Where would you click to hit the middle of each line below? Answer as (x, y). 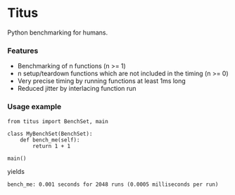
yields (16, 171)
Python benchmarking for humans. (57, 32)
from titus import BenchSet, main (58, 121)
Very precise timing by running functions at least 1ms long (102, 81)
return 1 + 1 (52, 146)
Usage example (34, 107)
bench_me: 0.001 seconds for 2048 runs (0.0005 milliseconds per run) (113, 184)
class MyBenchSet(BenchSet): (50, 134)
